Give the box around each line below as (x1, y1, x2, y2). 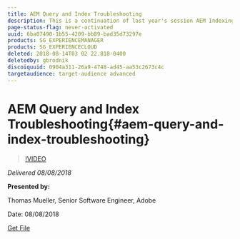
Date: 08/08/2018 (7, 210, 59, 218)
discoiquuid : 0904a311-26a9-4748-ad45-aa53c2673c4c (7, 63, 164, 71)
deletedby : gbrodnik (7, 57, 69, 64)
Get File (7, 224, 31, 233)
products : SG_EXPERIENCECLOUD (7, 44, 98, 51)
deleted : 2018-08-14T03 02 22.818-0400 (7, 51, 126, 58)
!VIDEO (24, 155, 46, 163)
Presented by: (7, 183, 50, 191)
